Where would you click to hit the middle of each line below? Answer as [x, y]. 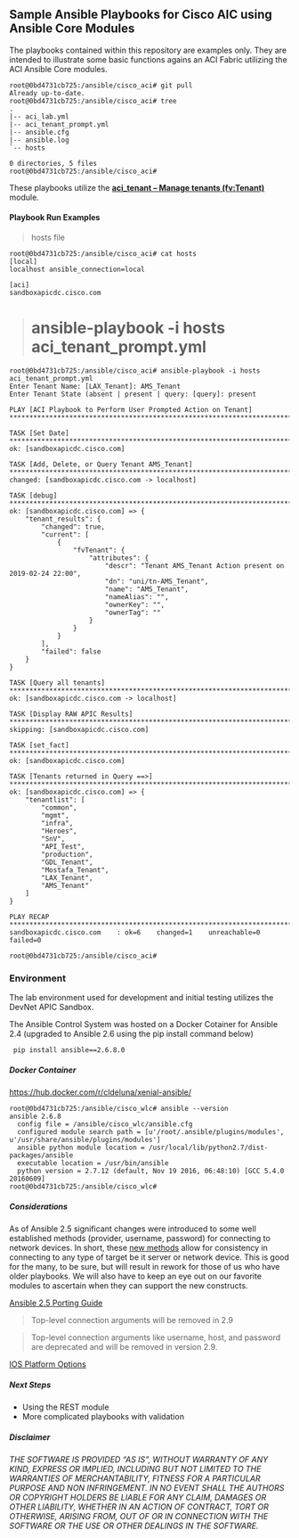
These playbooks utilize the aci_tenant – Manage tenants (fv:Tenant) [137, 187]
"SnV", [53, 839]
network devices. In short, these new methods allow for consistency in [139, 1248]
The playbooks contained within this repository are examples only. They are [148, 50]
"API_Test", [64, 846]
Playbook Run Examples [55, 218]
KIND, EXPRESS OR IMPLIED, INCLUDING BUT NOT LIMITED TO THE [135, 1469]
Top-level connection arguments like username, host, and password [156, 1337]
